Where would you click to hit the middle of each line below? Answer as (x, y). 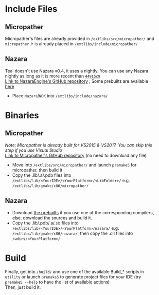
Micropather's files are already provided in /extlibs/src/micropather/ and (80, 38)
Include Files (31, 9)
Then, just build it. (23, 287)
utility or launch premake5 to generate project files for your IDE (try (73, 277)
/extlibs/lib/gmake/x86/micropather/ (50, 186)
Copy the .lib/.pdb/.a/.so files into (45, 223)
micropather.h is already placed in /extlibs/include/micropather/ (71, 44)
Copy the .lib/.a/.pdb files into (42, 175)
